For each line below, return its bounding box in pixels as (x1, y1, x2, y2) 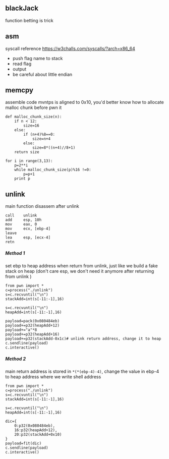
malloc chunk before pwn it (5, 104, 62, 110)
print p (14, 176, 30, 181)
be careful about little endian (12, 71, 73, 77)
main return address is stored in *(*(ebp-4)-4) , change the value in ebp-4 (5, 368, 159, 375)
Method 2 (5, 356, 26, 362)
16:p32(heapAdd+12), (14, 428, 58, 433)
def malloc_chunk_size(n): (5, 114, 62, 120)
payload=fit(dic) (5, 441, 42, 446)
